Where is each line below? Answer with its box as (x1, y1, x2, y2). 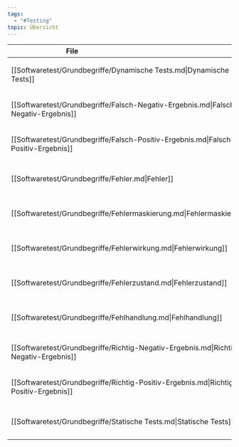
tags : (7, 10, 23, 18)
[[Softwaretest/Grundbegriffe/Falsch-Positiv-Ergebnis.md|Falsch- (11, 135, 236, 144)
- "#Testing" (14, 17, 53, 24)
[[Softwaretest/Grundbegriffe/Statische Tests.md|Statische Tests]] (11, 417, 235, 427)
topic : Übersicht (7, 23, 59, 31)
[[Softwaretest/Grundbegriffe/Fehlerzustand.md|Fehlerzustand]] (11, 278, 228, 288)
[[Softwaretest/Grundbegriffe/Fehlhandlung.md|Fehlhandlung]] (11, 312, 223, 322)
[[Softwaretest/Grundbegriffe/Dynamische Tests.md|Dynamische (11, 65, 230, 75)
